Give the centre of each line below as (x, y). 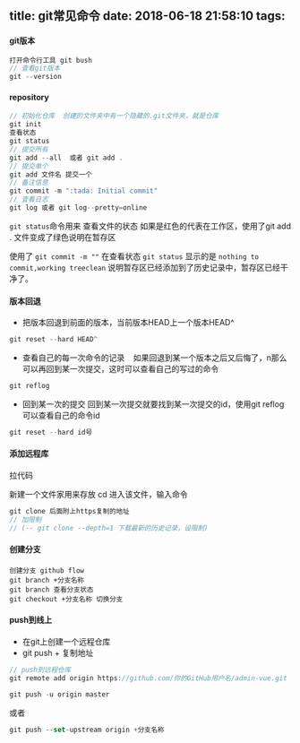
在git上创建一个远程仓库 (66, 641)
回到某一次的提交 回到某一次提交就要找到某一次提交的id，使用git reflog (153, 404)
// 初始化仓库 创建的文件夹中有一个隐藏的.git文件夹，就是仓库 (114, 116)
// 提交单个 (29, 166)
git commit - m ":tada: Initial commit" (84, 191)
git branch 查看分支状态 (51, 590)
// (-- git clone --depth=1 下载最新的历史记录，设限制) (109, 528)
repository (29, 97)
